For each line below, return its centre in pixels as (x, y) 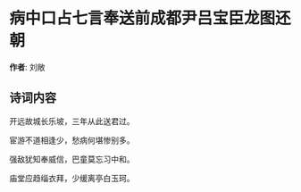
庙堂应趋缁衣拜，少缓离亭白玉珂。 (72, 178)
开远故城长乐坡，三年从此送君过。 (72, 121)
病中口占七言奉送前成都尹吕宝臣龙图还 (150, 18)
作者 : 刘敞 (27, 67)
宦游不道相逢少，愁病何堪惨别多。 (72, 140)
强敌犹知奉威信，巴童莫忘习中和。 (72, 159)
